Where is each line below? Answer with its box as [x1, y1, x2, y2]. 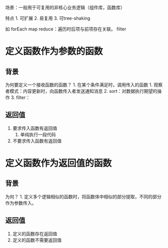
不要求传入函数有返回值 [12, 137, 62, 144]
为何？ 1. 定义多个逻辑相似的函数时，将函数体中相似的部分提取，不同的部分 [5, 193, 162, 199]
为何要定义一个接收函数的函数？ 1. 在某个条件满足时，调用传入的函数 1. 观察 [5, 82, 163, 88]
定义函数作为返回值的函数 [5, 158, 112, 169]
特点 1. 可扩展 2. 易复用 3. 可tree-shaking [5, 15, 91, 21]
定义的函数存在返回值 [12, 230, 57, 237]
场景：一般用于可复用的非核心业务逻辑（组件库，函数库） [5, 5, 125, 10]
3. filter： [11, 94, 30, 100]
